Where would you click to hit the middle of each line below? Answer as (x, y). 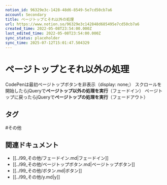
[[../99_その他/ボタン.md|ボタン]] (47, 171)
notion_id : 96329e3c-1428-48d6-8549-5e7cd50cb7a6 (59, 10)
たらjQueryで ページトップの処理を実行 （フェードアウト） (88, 97)
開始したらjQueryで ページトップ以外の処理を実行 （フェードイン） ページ (82, 90)
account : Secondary (26, 15)
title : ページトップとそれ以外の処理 (40, 19)
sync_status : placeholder (32, 38)
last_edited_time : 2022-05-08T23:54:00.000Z (53, 33)
